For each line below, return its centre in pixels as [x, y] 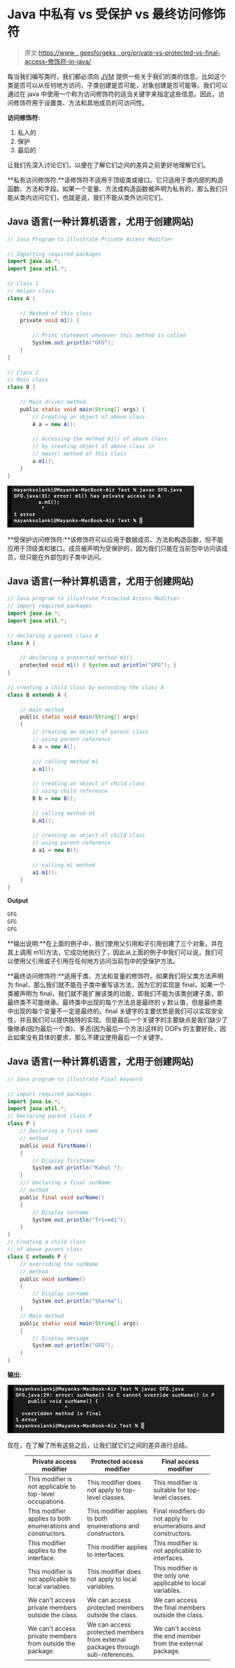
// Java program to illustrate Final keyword [74, 1079]
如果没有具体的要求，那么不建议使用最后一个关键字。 [90, 1038]
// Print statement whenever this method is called [109, 335]
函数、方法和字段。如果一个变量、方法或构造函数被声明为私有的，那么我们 [114, 188]
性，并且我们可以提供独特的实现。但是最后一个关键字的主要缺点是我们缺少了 [117, 1020]
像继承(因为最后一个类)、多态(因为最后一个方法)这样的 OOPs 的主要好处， [114, 1029]
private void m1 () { [50, 321]
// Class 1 [23, 283]
